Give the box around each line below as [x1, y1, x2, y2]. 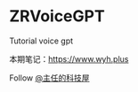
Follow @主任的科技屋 [9, 73, 90, 83]
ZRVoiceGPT [9, 6, 105, 27]
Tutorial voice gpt [9, 35, 74, 46]
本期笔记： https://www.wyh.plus [9, 53, 129, 64]
